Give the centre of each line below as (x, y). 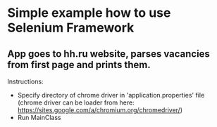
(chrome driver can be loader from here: (76, 102)
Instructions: (25, 81)
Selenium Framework (71, 28)
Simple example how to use (89, 13)
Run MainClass (39, 118)
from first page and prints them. (79, 65)
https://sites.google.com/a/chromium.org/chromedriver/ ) (100, 110)
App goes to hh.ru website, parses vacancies (108, 54)
